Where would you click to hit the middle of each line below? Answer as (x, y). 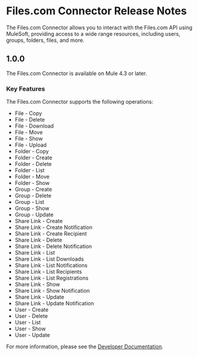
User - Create (32, 310)
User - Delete (31, 316)
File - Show (29, 139)
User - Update (32, 335)
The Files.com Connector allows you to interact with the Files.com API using (99, 27)
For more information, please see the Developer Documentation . (85, 346)
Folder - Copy (32, 151)
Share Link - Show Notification (52, 291)
